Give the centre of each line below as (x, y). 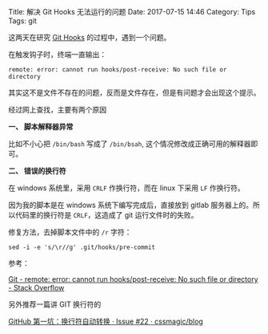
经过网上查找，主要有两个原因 (57, 110)
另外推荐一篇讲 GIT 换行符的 (55, 304)
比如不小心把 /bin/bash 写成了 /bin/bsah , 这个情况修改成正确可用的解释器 (130, 144)
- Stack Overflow (36, 288)
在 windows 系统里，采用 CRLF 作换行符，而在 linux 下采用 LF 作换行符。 (127, 188)
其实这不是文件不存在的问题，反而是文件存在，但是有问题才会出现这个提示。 (134, 92)
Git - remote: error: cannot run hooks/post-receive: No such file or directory (133, 279)
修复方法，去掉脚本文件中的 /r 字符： (70, 232)
